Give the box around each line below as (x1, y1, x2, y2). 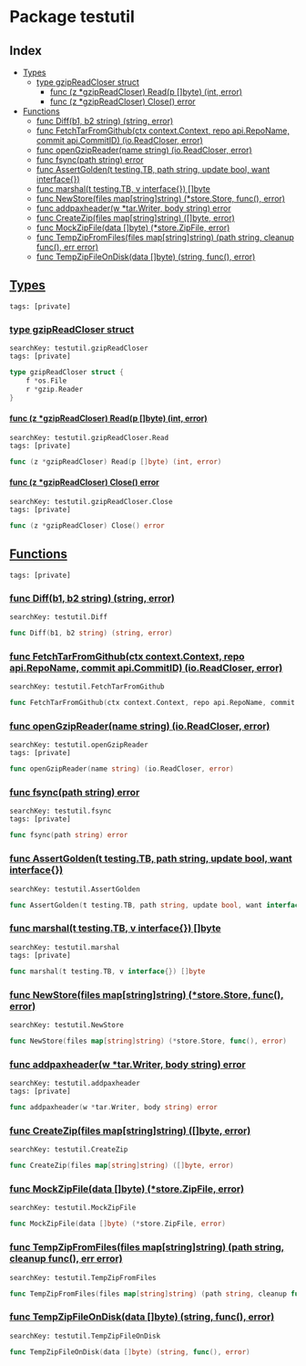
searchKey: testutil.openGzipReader (9, 741, 148, 750)
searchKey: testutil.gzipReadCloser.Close (9, 497, 173, 506)
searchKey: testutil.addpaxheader (9, 1079, 141, 1088)
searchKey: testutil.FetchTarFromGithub (9, 682, 166, 691)
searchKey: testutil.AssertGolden (9, 884, 141, 894)
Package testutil (9, 6, 135, 27)
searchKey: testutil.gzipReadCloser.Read (9, 433, 169, 442)
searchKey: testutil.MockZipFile (9, 1203, 137, 1213)
